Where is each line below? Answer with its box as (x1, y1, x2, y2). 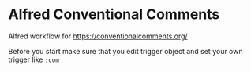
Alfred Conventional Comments (8, 5, 220, 23)
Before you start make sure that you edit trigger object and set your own (8, 46, 243, 56)
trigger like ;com (8, 55, 59, 64)
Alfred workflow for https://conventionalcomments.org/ (8, 31, 188, 41)
